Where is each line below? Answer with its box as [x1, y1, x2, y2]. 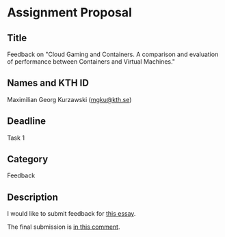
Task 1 [7, 134, 25, 142]
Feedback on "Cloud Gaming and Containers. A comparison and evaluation [7, 50, 219, 58]
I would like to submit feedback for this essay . [7, 210, 136, 218]
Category [7, 153, 49, 165]
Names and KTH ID [7, 77, 89, 89]
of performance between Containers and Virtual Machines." [7, 58, 176, 66]
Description [7, 191, 58, 203]
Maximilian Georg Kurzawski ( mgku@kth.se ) [7, 95, 132, 103]
